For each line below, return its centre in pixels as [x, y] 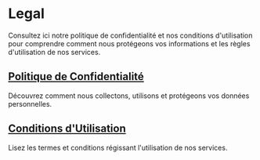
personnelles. [30, 104]
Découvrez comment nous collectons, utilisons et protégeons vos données [129, 96]
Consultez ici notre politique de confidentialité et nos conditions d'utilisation [130, 35]
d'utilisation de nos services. [54, 52]
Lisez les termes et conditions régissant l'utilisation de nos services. [118, 147]
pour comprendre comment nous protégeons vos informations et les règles [129, 43]
